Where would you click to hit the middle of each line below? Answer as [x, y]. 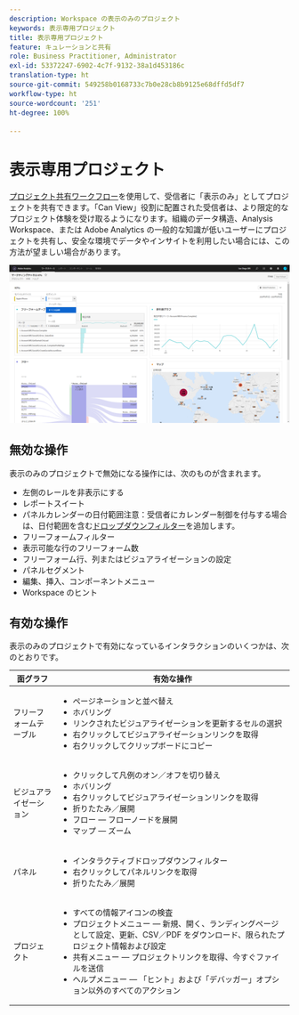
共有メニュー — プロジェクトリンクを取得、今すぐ [164, 956]
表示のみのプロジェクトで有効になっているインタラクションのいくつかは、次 [149, 646]
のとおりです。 [36, 657]
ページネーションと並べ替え [123, 701]
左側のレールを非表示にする [73, 492]
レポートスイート [53, 503]
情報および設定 [138, 946]
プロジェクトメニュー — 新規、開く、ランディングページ [176, 923]
